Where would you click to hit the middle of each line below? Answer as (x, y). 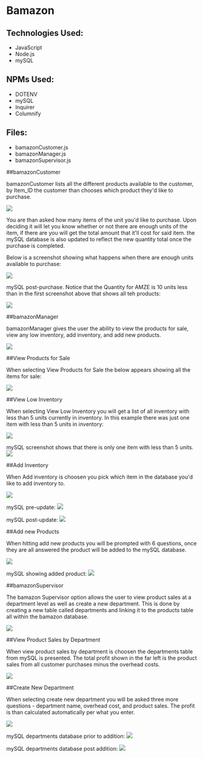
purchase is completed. (36, 245)
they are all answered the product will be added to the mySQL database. (96, 550)
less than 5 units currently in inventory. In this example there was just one (98, 417)
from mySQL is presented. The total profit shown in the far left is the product (101, 658)
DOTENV (26, 94)
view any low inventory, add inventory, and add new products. (84, 335)
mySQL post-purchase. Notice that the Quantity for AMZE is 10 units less (97, 287)
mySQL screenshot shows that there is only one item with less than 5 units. (100, 447)
